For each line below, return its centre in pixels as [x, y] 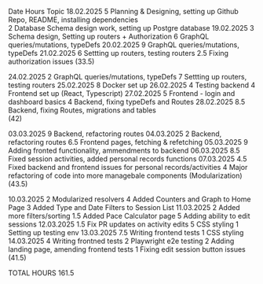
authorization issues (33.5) [51, 61]
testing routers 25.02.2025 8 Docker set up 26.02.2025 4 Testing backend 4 [132, 85]
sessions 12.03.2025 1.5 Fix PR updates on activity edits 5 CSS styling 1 [124, 224]
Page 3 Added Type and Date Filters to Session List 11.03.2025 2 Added [124, 207]
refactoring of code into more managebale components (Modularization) [125, 175]
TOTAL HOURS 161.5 [41, 273]
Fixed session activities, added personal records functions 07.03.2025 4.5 [128, 159]
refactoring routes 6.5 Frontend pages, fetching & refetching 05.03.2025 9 [128, 142]
